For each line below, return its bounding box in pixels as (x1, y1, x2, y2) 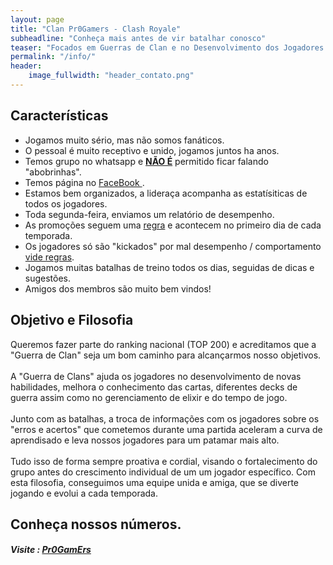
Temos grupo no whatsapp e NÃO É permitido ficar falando (24, 155, 269, 167)
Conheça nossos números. (10, 516, 182, 533)
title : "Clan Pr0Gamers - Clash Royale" (10, 24, 182, 34)
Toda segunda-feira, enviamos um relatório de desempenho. (24, 208, 275, 220)
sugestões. (24, 272, 72, 284)
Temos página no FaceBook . (24, 176, 145, 188)
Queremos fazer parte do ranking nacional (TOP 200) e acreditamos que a (10, 338, 317, 350)
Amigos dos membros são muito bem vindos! (24, 282, 212, 295)
